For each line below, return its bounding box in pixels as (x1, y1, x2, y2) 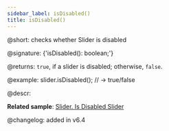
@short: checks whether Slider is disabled (7, 35, 127, 43)
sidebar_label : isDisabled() (7, 10, 91, 17)
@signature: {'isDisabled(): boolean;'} (7, 49, 114, 57)
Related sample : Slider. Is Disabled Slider (7, 102, 124, 110)
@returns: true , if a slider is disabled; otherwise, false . (7, 62, 163, 70)
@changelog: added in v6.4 (7, 115, 86, 124)
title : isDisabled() (7, 17, 67, 23)
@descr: (7, 89, 31, 97)
